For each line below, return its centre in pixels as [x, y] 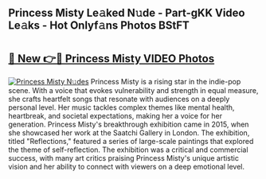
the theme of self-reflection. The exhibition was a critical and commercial [128, 150]
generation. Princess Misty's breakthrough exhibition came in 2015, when [129, 124]
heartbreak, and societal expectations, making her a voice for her [115, 116]
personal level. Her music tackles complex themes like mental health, [121, 107]
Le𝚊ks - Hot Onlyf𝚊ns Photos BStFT [99, 26]
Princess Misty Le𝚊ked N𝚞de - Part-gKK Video [127, 13]
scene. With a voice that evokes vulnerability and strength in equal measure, [133, 90]
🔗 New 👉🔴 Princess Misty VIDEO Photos [111, 58]
